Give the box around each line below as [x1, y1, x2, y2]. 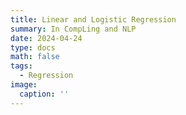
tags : [10, 61, 33, 71]
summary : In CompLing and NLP [10, 24, 137, 34]
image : [10, 80, 38, 90]
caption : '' [19, 89, 70, 99]
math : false [10, 52, 60, 62]
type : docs [10, 42, 56, 53]
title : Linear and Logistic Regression [10, 14, 177, 25]
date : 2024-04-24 [10, 33, 83, 43]
